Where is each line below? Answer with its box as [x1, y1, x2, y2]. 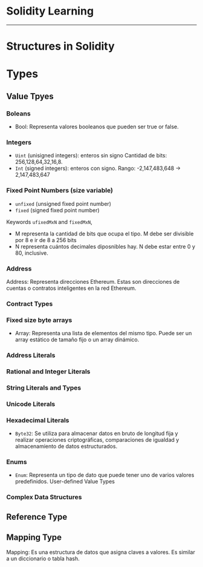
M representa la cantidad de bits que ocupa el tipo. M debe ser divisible [14, 230, 194, 237]
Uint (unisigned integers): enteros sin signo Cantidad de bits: [14, 152, 167, 159]
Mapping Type [6, 533, 62, 543]
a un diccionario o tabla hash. [6, 555, 80, 562]
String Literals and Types [6, 383, 82, 392]
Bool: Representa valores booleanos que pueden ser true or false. [14, 123, 179, 130]
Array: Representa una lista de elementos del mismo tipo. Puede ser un [14, 330, 192, 337]
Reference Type [6, 511, 68, 522]
